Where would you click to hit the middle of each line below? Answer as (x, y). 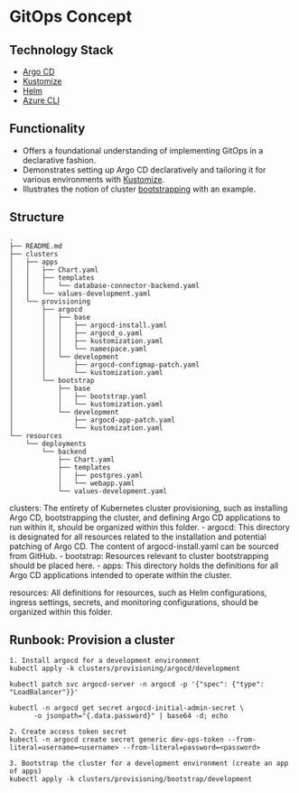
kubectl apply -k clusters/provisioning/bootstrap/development (131, 779)
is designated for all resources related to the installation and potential (138, 536)
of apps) (26, 771)
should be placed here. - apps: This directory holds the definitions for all (144, 565)
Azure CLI (41, 100)
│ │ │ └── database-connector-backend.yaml (105, 285)
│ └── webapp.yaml (96, 483)
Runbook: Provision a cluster (92, 640)
